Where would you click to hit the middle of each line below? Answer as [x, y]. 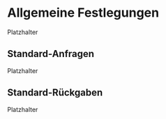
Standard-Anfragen [51, 54]
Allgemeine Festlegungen [83, 13]
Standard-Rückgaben [55, 93]
